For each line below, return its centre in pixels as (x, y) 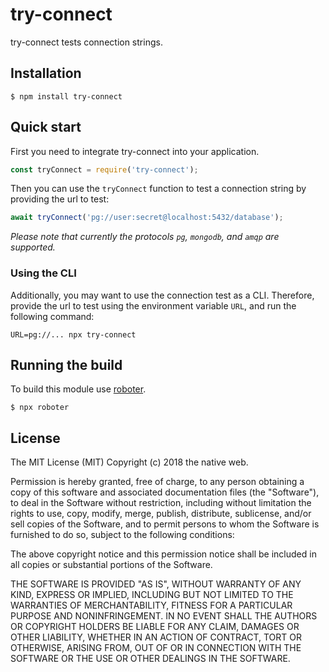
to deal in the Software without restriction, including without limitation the (161, 503)
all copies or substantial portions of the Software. (111, 565)
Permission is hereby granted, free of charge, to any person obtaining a (157, 482)
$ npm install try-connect (66, 96)
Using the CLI (43, 273)
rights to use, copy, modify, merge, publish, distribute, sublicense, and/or (161, 514)
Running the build (66, 365)
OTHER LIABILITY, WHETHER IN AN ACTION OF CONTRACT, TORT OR (156, 637)
